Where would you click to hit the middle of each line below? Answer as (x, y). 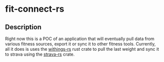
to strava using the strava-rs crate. (40, 54)
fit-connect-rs (35, 9)
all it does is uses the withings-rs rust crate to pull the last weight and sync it (82, 49)
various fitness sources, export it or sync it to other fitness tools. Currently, (81, 44)
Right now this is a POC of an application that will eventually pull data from (80, 39)
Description (23, 27)
